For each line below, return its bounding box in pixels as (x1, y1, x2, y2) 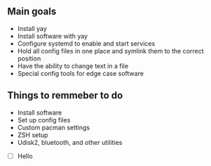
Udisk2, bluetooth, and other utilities (17, 138, 123, 146)
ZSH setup (17, 130, 48, 139)
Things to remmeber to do (7, 89, 123, 101)
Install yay (17, 24, 47, 32)
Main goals (7, 6, 57, 18)
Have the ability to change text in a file (17, 61, 128, 70)
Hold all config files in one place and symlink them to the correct (17, 46, 205, 55)
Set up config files (17, 115, 71, 124)
